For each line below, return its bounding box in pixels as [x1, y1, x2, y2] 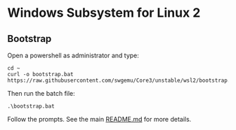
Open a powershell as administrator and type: [7, 51, 139, 59]
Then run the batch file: [7, 89, 75, 97]
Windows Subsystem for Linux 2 [7, 5, 201, 21]
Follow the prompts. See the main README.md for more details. [7, 115, 192, 123]
